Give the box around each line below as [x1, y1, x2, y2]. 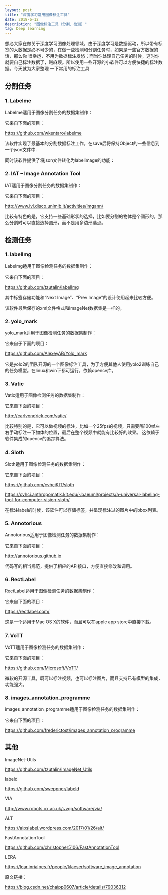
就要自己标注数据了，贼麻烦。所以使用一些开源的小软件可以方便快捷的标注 [5, 59, 158, 65]
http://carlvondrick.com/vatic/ [5, 413, 67, 419]
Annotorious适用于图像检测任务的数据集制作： [5, 531, 101, 538]
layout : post [5, 7, 32, 13]
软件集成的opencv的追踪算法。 [5, 436, 69, 442]
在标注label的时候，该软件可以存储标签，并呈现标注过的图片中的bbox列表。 [5, 507, 161, 513]
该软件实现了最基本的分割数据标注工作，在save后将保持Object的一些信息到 [5, 140, 160, 146]
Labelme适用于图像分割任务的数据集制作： [5, 109, 93, 115]
